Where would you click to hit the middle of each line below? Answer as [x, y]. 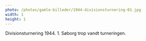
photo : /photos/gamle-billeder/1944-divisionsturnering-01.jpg [73, 10]
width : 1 [14, 14]
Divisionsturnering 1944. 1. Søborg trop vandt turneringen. [66, 33]
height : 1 [16, 19]
